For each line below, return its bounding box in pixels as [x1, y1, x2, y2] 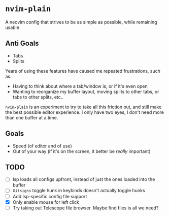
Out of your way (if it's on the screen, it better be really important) [12, 148, 151, 154]
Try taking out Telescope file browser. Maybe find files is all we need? [12, 205, 159, 211]
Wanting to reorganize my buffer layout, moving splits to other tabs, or [12, 88, 159, 95]
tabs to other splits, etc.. [12, 94, 63, 100]
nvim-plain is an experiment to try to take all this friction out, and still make [5, 104, 162, 110]
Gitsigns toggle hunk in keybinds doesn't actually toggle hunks [12, 188, 146, 194]
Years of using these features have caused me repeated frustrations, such [5, 68, 161, 74]
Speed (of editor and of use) [12, 143, 72, 149]
